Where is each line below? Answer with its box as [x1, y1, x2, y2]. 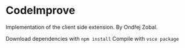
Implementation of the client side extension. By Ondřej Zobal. [5, 23, 158, 31]
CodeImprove [5, 4, 76, 17]
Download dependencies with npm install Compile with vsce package [5, 35, 180, 42]
